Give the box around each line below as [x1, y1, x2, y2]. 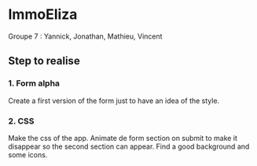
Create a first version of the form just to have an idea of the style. [8, 96, 220, 105]
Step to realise [8, 54, 80, 68]
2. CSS [8, 116, 35, 127]
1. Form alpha [8, 78, 61, 89]
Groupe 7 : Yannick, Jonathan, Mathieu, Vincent [8, 31, 163, 41]
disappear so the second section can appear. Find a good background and [8, 142, 250, 151]
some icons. [8, 149, 48, 159]
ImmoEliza [8, 6, 78, 24]
